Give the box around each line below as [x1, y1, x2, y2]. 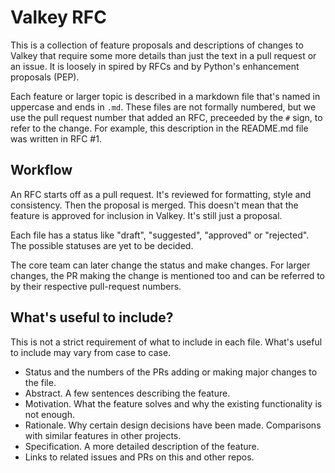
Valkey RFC [10, 6, 107, 29]
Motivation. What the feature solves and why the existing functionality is [24, 397, 323, 410]
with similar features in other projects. [24, 429, 182, 441]
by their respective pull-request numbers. [10, 280, 182, 292]
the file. [24, 376, 57, 388]
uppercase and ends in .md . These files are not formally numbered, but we [10, 101, 317, 113]
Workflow [10, 162, 73, 179]
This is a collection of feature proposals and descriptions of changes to [10, 39, 304, 51]
